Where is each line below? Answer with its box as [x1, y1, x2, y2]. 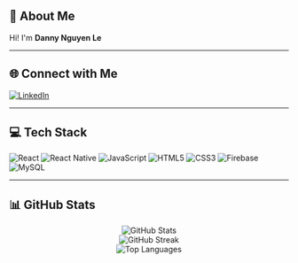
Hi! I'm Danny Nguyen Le [9, 32, 102, 43]
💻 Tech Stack [9, 125, 88, 140]
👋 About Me [9, 9, 75, 24]
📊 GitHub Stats [9, 197, 96, 213]
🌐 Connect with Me [9, 66, 118, 81]
